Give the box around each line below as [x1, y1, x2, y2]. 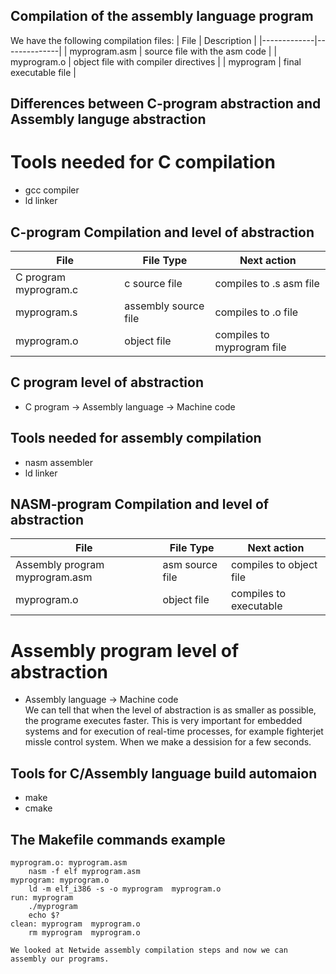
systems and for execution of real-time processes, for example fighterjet [24, 725, 324, 738]
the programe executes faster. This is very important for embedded [24, 715, 303, 727]
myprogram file [214, 340, 287, 354]
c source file [124, 276, 183, 290]
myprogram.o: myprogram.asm [10, 857, 128, 868]
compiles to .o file [214, 305, 299, 319]
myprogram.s [15, 305, 78, 319]
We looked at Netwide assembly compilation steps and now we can [10, 945, 288, 955]
